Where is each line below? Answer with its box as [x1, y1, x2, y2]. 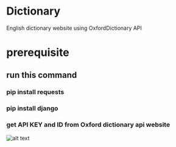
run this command [6, 70, 77, 80]
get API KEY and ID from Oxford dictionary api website [6, 120, 171, 129]
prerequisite [6, 46, 70, 60]
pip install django [6, 104, 58, 113]
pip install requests [6, 88, 65, 97]
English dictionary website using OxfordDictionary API [6, 24, 142, 32]
